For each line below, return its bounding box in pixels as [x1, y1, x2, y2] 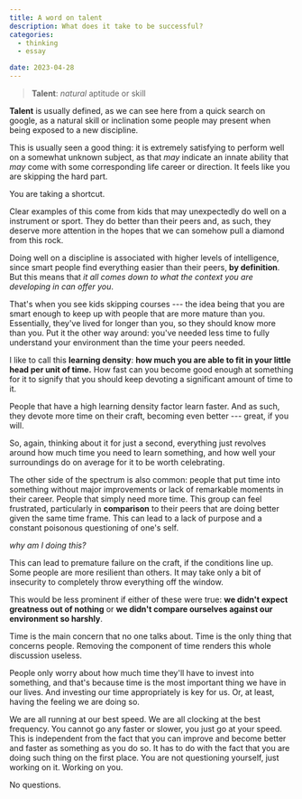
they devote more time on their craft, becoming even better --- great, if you [9, 410, 289, 421]
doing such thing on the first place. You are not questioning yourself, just [9, 752, 279, 763]
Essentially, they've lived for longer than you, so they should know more [9, 318, 277, 328]
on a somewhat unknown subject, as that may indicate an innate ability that [9, 152, 289, 163]
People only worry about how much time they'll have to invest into [9, 668, 254, 678]
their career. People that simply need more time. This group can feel [9, 493, 262, 504]
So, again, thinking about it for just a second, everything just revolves [9, 437, 267, 448]
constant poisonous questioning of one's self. [9, 522, 179, 533]
